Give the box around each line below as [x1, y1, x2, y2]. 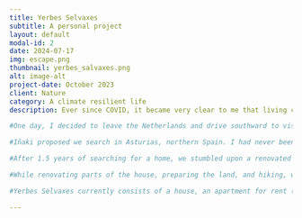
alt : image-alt [9, 72, 67, 81]
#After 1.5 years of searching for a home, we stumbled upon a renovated [9, 154, 292, 163]
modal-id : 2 [9, 38, 54, 48]
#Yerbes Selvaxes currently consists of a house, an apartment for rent [9, 186, 288, 195]
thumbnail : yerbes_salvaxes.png [9, 64, 130, 73]
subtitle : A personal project [9, 22, 123, 31]
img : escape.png [9, 55, 70, 64]
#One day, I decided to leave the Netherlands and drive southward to [9, 122, 280, 131]
